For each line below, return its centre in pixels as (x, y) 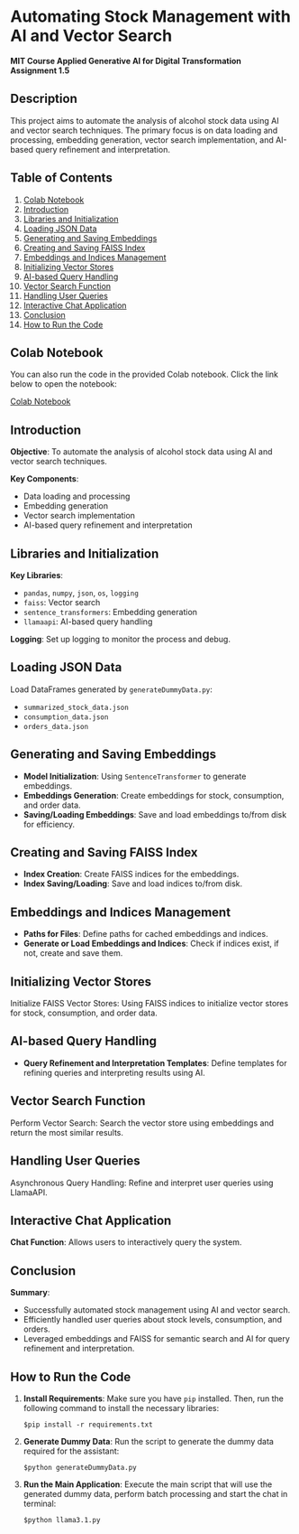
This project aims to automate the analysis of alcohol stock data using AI (145, 120)
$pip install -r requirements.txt (88, 1425)
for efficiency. (49, 824)
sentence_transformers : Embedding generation (110, 612)
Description (44, 99)
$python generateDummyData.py (80, 1467)
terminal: (40, 1503)
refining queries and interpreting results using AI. (114, 1072)
